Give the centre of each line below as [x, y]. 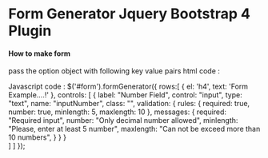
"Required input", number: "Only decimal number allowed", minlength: [123, 120]
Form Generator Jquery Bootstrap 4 [129, 14]
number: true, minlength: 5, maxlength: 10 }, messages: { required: [117, 112]
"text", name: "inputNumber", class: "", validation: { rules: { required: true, [129, 104]
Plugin [30, 31]
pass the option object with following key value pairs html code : [114, 71]
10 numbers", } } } [37, 137]
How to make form [39, 53]
